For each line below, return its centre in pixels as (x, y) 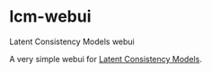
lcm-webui (50, 17)
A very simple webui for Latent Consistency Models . (105, 59)
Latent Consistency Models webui (72, 41)
